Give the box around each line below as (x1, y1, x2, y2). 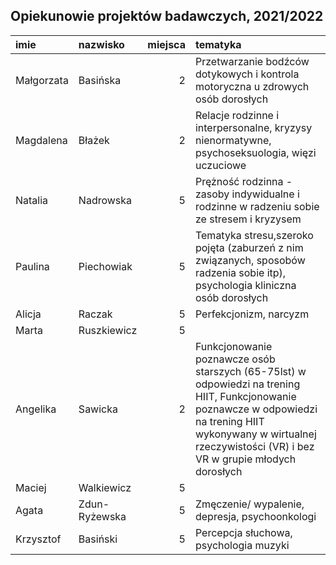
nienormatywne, (194, 133, 272, 147)
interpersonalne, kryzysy (194, 120, 313, 134)
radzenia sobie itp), (194, 265, 287, 279)
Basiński (78, 532, 118, 546)
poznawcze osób (194, 352, 276, 366)
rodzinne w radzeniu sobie (194, 199, 320, 213)
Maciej (15, 480, 47, 494)
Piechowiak (78, 259, 133, 273)
